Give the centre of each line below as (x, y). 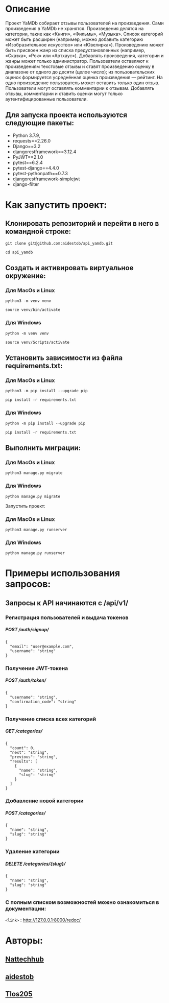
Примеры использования (63, 573)
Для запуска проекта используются (66, 115)
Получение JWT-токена (37, 668)
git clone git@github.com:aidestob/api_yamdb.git (59, 243)
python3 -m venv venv (28, 301)
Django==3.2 (27, 146)
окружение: (26, 276)
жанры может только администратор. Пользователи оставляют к (77, 61)
